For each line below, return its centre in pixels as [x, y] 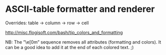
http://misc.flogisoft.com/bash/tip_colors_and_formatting [64, 32]
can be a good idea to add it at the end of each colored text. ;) [70, 47]
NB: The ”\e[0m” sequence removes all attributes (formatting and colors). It [83, 42]
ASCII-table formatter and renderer [80, 9]
